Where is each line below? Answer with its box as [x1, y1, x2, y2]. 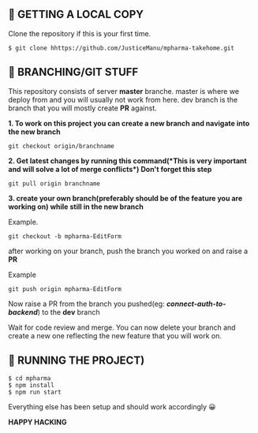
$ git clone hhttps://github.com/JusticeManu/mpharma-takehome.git [8, 44, 235, 52]
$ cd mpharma [8, 375, 51, 383]
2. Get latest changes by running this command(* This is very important [8, 155, 247, 166]
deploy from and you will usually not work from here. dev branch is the [8, 95, 238, 104]
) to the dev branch [37, 307, 100, 316]
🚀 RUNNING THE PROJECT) [8, 354, 145, 368]
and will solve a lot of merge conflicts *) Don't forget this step [8, 164, 212, 174]
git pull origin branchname [8, 179, 101, 188]
